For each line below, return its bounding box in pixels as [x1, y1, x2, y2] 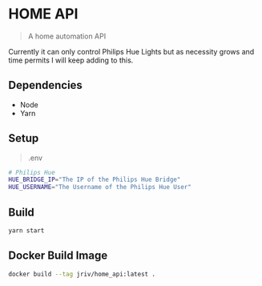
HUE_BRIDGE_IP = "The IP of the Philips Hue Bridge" [8, 175, 181, 184]
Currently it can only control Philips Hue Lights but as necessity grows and [8, 46, 255, 56]
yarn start [8, 227, 45, 235]
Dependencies [8, 79, 83, 92]
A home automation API [27, 31, 107, 41]
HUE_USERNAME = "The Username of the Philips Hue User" [8, 183, 192, 191]
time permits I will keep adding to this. [8, 55, 134, 65]
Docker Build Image [8, 249, 108, 263]
